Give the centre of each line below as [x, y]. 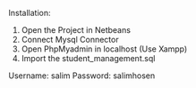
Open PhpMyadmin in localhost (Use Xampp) [104, 49]
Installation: [30, 13]
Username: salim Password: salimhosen [82, 76]
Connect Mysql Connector [70, 40]
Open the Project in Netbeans [76, 30]
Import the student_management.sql [88, 58]
